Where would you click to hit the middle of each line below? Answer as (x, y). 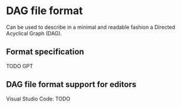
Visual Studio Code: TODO (38, 99)
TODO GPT (20, 66)
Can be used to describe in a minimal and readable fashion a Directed (91, 27)
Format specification (45, 52)
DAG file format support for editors (71, 84)
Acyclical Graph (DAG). (34, 33)
